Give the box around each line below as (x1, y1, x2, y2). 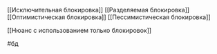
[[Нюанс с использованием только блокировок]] (7, 27, 152, 34)
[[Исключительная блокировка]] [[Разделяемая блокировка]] (7, 6, 190, 14)
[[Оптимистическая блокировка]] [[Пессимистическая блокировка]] (7, 13, 211, 21)
